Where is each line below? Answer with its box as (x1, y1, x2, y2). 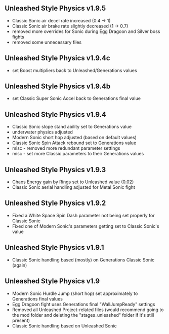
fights (12, 34, 25, 40)
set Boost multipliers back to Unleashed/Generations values (12, 67, 137, 73)
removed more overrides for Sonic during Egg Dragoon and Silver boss (12, 28, 160, 35)
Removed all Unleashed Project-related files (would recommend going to (12, 307, 164, 313)
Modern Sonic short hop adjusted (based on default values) (12, 135, 137, 141)
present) (12, 317, 30, 323)
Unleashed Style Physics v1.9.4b (5, 82, 111, 91)
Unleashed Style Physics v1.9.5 (5, 4, 106, 13)
